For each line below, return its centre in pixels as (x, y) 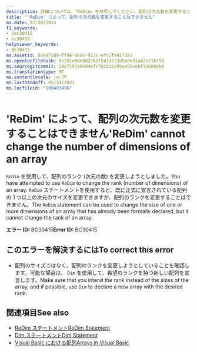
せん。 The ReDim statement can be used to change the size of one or (99, 204)
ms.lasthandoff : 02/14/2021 (41, 83)
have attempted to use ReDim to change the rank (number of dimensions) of (97, 182)
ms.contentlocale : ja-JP (36, 77)
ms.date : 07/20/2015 (31, 22)
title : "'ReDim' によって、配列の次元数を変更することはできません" (81, 17)
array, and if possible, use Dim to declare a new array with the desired (99, 287)
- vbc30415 (19, 34)
